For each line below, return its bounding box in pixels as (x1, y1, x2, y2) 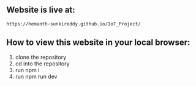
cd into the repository (15, 60, 70, 67)
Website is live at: (6, 5, 75, 15)
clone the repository (15, 53, 67, 61)
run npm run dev (15, 73, 58, 80)
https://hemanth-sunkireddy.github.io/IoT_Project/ (6, 21, 141, 27)
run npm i (15, 66, 40, 73)
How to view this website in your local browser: (6, 38, 190, 48)
